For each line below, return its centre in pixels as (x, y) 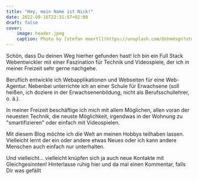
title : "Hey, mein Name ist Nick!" (50, 12)
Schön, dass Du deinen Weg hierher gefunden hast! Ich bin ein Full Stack (95, 56)
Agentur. (16, 86)
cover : (14, 28)
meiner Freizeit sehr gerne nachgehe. (52, 68)
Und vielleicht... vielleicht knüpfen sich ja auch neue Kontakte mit (85, 158)
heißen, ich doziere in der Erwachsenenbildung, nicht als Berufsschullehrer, (98, 92)
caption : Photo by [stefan (50, 39)
